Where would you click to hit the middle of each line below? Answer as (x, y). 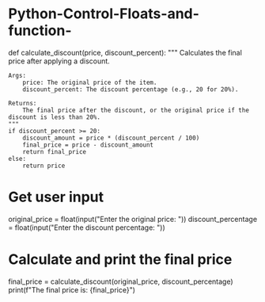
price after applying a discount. (59, 61)
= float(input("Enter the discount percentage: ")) (87, 227)
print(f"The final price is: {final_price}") (72, 289)
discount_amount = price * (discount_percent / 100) (111, 138)
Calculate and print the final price (120, 260)
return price (44, 166)
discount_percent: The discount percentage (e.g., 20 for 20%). (131, 89)
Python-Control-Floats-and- (104, 14)
